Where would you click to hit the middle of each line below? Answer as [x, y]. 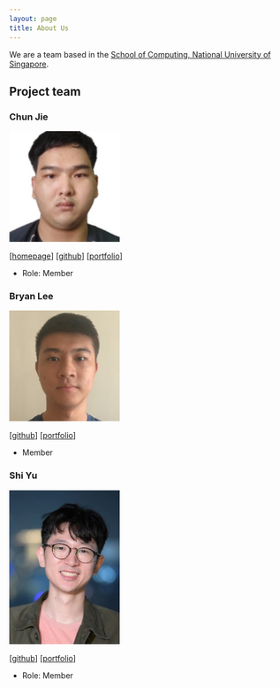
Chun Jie [29, 117]
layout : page [33, 19]
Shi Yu [23, 475]
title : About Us [39, 28]
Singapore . [29, 64]
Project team [45, 92]
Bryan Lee [31, 297]
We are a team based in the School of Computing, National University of [140, 54]
